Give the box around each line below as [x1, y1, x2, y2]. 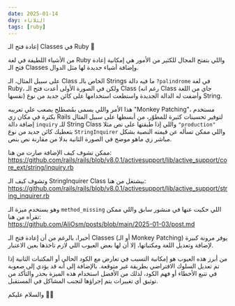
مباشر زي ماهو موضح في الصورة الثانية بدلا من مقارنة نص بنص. [8, 135, 172, 143]
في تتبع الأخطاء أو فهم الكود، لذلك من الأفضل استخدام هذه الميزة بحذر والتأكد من [8, 270, 218, 278]
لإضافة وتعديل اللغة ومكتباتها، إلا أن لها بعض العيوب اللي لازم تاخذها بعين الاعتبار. [8, 241, 214, 249]
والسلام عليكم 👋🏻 [8, 291, 54, 299]
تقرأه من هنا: [8, 212, 41, 221]
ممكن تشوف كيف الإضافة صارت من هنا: [8, 148, 112, 157]
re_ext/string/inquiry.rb [8, 163, 74, 172]
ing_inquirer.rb [8, 191, 50, 200]
